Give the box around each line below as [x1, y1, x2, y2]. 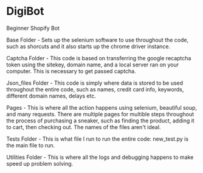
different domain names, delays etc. [6, 92, 96, 99]
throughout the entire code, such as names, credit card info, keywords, [6, 85, 184, 93]
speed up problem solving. [6, 160, 74, 167]
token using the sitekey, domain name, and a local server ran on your [6, 61, 179, 68]
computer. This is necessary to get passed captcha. [6, 67, 137, 74]
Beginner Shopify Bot [6, 24, 60, 32]
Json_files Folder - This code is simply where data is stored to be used [6, 79, 184, 86]
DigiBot [6, 4, 44, 18]
